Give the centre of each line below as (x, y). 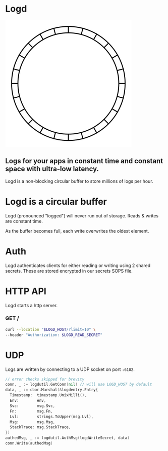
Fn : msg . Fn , (31, 411)
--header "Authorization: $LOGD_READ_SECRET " (54, 335)
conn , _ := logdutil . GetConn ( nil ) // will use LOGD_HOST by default (79, 385)
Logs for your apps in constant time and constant (84, 161)
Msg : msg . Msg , (33, 422)
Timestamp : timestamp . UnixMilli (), (48, 395)
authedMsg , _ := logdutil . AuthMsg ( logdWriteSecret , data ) (67, 438)
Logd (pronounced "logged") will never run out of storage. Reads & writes (82, 215)
